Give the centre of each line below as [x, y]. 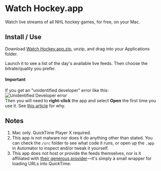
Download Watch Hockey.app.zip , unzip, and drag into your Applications [77, 48]
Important [15, 79]
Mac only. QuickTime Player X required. [51, 132]
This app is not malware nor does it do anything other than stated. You [82, 138]
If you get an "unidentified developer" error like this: [57, 90]
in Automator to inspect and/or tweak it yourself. [60, 148]
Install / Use [23, 37]
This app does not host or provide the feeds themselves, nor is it [77, 153]
